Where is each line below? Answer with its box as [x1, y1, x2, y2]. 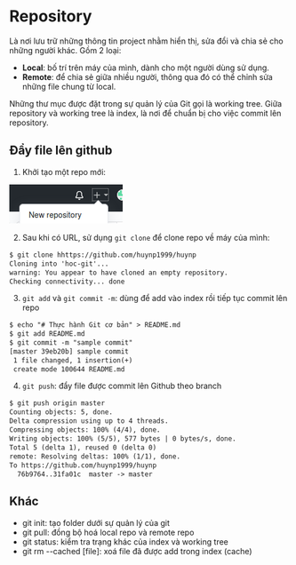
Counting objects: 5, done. [9, 407, 114, 417]
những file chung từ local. [21, 81, 116, 92]
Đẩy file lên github [9, 143, 113, 158]
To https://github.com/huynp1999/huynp [9, 460, 157, 470]
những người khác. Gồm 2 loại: [9, 44, 122, 55]
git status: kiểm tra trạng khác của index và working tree [21, 536, 228, 547]
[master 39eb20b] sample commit [9, 346, 129, 356]
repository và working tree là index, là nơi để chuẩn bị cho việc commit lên [9, 107, 282, 118]
